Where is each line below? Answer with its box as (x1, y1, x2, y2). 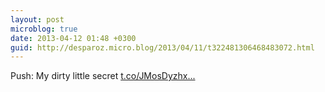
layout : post (10, 14, 65, 25)
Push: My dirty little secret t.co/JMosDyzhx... (10, 70, 196, 82)
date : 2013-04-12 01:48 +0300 (10, 33, 137, 43)
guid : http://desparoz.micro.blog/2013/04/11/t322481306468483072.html (10, 42, 315, 53)
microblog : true (10, 24, 78, 34)
